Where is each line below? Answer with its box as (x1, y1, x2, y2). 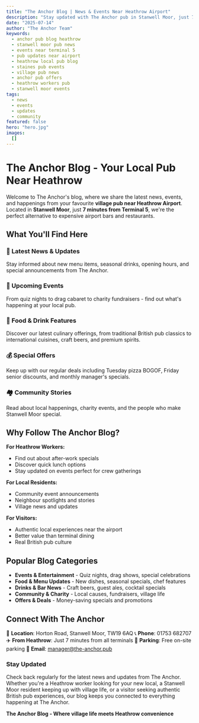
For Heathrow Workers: (6, 443, 65, 451)
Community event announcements (14, 491, 99, 498)
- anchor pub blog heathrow (11, 36, 81, 42)
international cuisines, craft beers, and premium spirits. (6, 336, 141, 343)
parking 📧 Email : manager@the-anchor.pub (6, 645, 113, 652)
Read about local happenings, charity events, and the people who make (6, 404, 181, 411)
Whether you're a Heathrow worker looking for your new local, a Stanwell (6, 680, 185, 687)
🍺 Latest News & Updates (6, 247, 80, 255)
